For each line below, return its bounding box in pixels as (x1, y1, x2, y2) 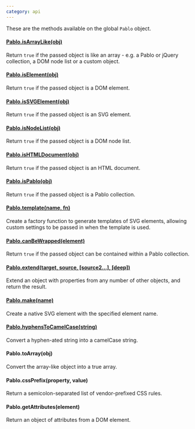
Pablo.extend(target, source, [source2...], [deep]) (6, 264, 131, 271)
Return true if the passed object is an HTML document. (6, 164, 140, 171)
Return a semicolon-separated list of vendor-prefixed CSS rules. (6, 390, 163, 397)
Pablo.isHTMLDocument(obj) (6, 151, 80, 158)
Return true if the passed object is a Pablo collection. (6, 191, 135, 198)
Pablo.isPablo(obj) (6, 178, 52, 185)
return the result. (6, 283, 47, 290)
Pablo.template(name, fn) (6, 204, 71, 211)
